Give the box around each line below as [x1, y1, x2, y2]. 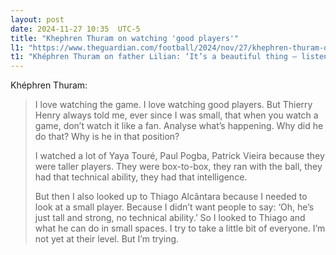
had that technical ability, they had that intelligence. [34, 171, 248, 183]
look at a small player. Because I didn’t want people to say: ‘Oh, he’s [34, 201, 315, 213]
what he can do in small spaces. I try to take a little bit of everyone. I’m [34, 222, 326, 235]
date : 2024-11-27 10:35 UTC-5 [10, 24, 141, 34]
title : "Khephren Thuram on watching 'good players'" [10, 33, 240, 43]
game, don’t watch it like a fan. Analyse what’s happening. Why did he [34, 120, 324, 132]
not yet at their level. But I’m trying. [34, 233, 180, 245]
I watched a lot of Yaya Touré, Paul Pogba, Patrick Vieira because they [34, 150, 325, 162]
